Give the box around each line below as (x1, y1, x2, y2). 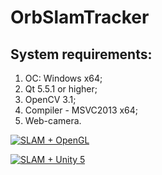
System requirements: (10, 46, 153, 63)
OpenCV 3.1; (24, 94, 77, 105)
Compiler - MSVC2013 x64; (24, 104, 139, 116)
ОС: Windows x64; (24, 72, 103, 84)
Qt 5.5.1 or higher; (24, 83, 98, 95)
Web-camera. (24, 115, 82, 126)
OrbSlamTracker (10, 6, 150, 29)
